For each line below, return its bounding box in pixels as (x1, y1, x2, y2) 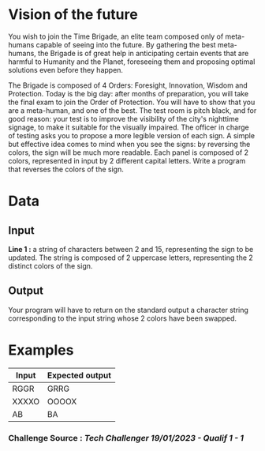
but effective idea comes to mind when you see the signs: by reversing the (8, 139, 251, 148)
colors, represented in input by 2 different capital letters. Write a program (8, 156, 246, 165)
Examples (8, 341, 74, 359)
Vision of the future (8, 6, 138, 24)
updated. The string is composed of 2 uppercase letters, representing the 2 (8, 253, 254, 262)
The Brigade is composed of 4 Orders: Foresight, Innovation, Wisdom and (8, 81, 248, 90)
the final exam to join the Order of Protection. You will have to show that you (8, 97, 256, 107)
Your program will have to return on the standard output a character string (8, 305, 248, 314)
